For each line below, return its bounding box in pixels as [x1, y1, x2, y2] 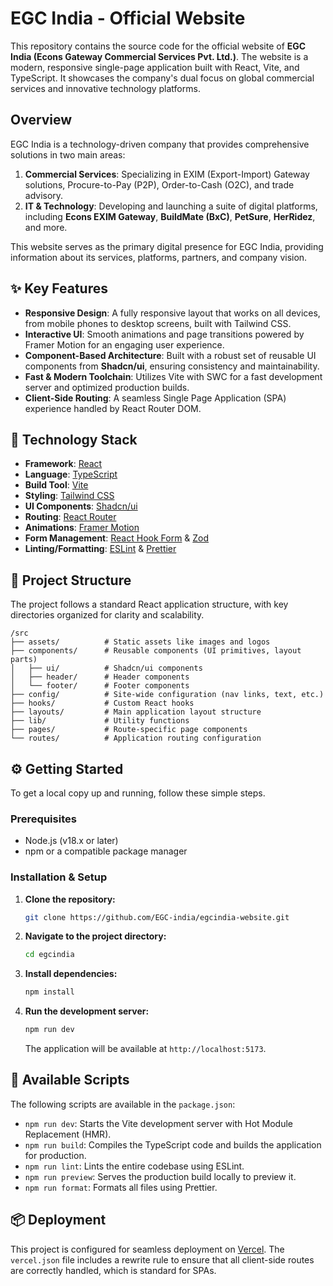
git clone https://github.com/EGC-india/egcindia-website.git [24, 912, 290, 922]
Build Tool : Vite [24, 479, 89, 491]
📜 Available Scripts [10, 1072, 130, 1089]
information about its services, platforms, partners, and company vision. [10, 251, 308, 263]
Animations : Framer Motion [24, 522, 140, 534]
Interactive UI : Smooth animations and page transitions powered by [24, 328, 305, 340]
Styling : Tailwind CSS [24, 490, 115, 502]
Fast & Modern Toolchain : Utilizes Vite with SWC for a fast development [24, 370, 323, 382]
